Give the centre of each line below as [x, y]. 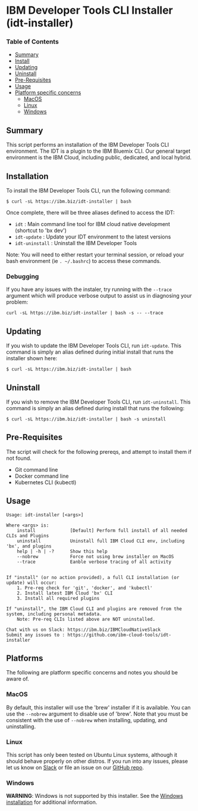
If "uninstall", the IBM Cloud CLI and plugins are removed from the [94, 609]
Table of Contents [33, 42]
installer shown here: [32, 358]
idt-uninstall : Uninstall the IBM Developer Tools [76, 243]
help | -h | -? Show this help [62, 551]
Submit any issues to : [36, 635]
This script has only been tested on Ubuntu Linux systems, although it [92, 755]
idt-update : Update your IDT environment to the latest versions [93, 237]
